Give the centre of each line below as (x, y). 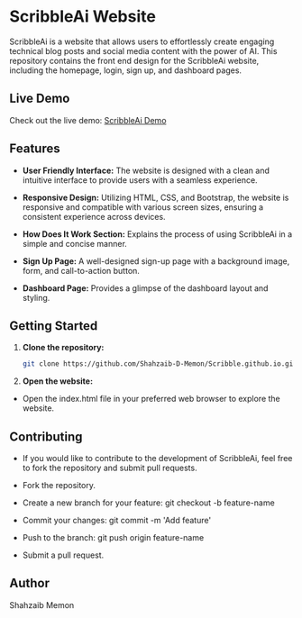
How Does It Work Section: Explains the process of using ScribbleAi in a (157, 234)
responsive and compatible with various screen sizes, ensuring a (143, 207)
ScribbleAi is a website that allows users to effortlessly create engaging (142, 41)
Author (29, 583)
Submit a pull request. (63, 555)
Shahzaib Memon (42, 604)
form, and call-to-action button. (81, 270)
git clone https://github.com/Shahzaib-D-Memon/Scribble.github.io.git (160, 364)
